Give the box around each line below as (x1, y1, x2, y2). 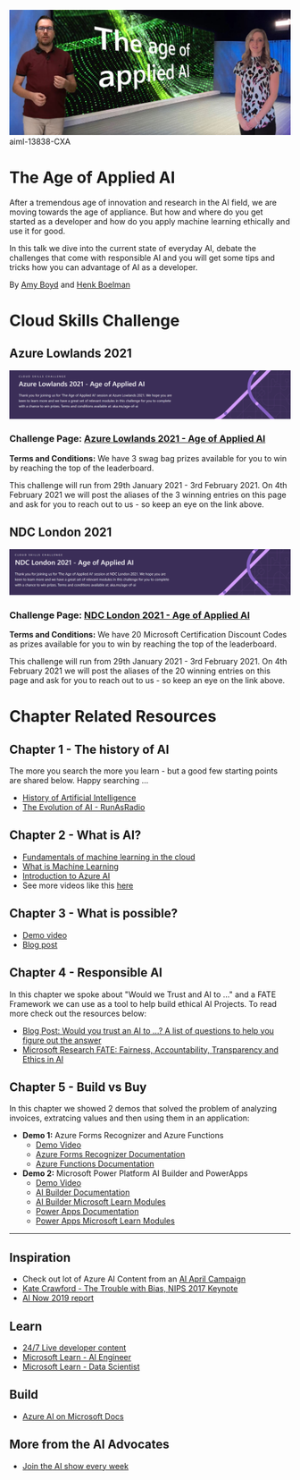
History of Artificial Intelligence (21, 792, 137, 803)
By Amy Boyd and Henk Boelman (9, 279, 131, 290)
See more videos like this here (21, 880, 134, 891)
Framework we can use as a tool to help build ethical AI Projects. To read (9, 998, 277, 1009)
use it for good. (9, 225, 66, 236)
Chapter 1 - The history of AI (9, 741, 170, 757)
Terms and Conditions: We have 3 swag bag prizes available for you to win (9, 452, 287, 463)
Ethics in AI (21, 1053, 64, 1064)
